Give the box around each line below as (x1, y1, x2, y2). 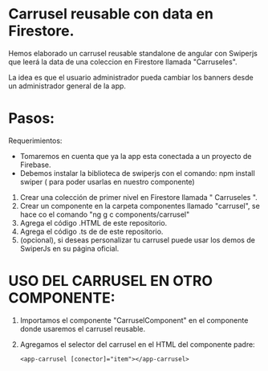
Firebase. (19, 160, 51, 169)
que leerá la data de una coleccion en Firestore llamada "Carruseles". (8, 57, 238, 67)
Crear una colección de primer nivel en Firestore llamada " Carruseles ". (19, 192, 258, 202)
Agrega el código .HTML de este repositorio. (19, 218, 168, 227)
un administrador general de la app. (8, 81, 127, 91)
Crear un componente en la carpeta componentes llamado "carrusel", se (19, 201, 261, 210)
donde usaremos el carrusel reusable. (19, 324, 146, 333)
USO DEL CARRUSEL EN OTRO (8, 272, 213, 290)
